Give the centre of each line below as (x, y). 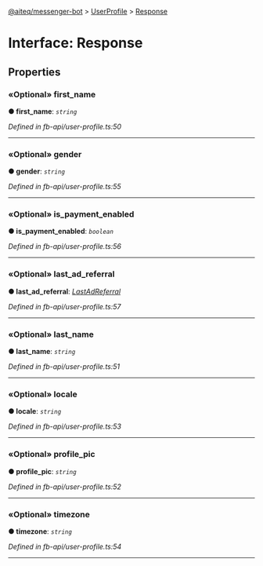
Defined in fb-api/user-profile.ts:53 (65, 426)
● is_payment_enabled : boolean (61, 232)
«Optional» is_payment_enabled (71, 214)
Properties (34, 72)
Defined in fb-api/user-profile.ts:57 (65, 306)
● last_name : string (42, 352)
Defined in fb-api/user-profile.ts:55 (65, 187)
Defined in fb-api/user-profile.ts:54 (65, 546)
